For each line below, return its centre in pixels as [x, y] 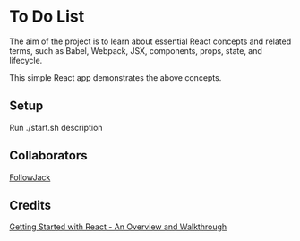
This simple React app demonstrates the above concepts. [116, 77]
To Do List [47, 17]
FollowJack [30, 177]
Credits [30, 205]
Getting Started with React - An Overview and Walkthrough [118, 227]
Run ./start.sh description [56, 127]
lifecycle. [26, 60]
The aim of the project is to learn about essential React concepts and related [150, 41]
